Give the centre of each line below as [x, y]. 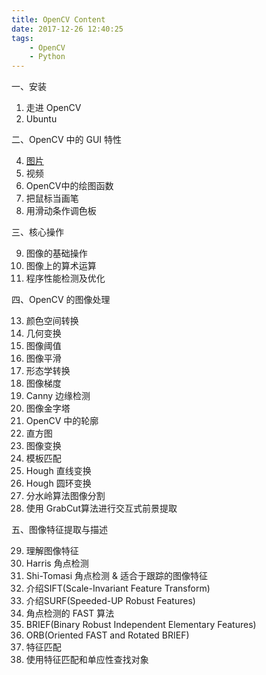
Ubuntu [41, 119]
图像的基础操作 [56, 253]
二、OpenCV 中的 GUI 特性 [67, 140]
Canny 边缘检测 [58, 396]
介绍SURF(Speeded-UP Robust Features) [110, 601]
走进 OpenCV [53, 108]
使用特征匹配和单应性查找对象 [87, 660]
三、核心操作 [37, 232]
